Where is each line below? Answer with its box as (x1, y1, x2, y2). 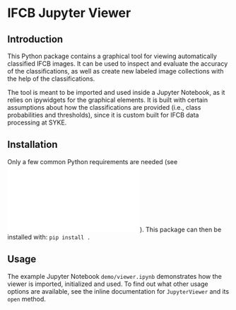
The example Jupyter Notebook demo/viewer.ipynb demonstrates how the (7, 272, 223, 280)
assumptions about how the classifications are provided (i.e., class (7, 103, 201, 111)
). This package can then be (140, 225, 222, 234)
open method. (7, 294, 46, 303)
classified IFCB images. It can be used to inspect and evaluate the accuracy (7, 59, 228, 68)
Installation (7, 139, 58, 151)
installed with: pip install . (7, 232, 90, 241)
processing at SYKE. (7, 118, 67, 127)
